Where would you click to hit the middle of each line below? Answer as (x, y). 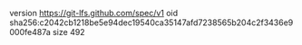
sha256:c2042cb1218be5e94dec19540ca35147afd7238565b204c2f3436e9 (151, 22)
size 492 (69, 32)
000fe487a (30, 32)
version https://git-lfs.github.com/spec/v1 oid (94, 13)
